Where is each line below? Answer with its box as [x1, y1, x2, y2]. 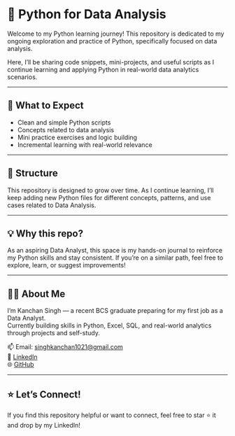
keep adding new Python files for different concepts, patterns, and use [7, 193, 211, 202]
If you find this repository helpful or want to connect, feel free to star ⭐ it [7, 411, 216, 419]
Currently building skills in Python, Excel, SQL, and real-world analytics [7, 321, 212, 330]
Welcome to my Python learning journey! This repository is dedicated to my [7, 29, 225, 38]
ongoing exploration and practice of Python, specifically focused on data [7, 36, 218, 45]
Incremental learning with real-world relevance [17, 140, 152, 149]
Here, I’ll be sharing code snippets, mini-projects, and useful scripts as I [7, 57, 215, 66]
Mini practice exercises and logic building [17, 133, 138, 141]
